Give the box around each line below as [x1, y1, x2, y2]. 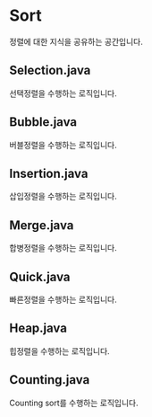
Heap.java [9, 321, 67, 336]
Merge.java [9, 217, 74, 233]
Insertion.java [9, 165, 89, 181]
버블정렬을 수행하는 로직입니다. [9, 139, 118, 150]
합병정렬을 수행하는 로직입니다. [9, 243, 118, 253]
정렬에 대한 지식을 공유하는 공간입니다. [9, 36, 143, 47]
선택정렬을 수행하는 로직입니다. [9, 87, 118, 99]
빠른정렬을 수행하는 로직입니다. [9, 294, 118, 305]
